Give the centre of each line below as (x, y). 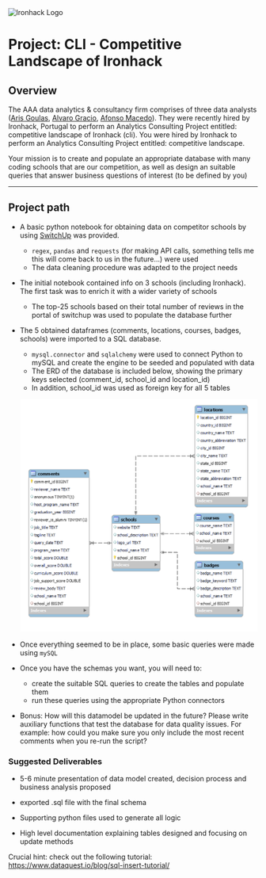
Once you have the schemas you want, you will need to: (111, 668)
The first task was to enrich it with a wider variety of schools (118, 291)
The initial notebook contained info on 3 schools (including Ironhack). (133, 282)
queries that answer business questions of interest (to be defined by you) (128, 175)
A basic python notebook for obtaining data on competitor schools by (133, 227)
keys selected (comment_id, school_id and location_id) (121, 379)
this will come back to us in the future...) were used (115, 259)
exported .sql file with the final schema (83, 803)
